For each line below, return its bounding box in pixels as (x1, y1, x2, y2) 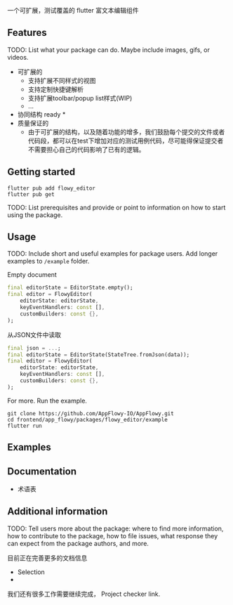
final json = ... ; (7, 344, 61, 351)
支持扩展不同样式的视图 (27, 76, 96, 84)
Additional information (7, 505, 108, 518)
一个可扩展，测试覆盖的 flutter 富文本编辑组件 (7, 6, 139, 14)
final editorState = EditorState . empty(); (7, 284, 133, 292)
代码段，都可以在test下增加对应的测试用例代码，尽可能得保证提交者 (27, 136, 224, 145)
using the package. (7, 210, 63, 219)
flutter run (7, 422, 42, 429)
